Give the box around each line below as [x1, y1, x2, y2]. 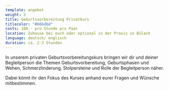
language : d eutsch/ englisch [5, 36, 67, 41]
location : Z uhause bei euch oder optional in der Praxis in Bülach [5, 31, 151, 36]
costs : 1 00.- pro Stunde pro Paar [5, 26, 78, 31]
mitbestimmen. [5, 80, 36, 86]
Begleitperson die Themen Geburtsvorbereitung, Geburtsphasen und [5, 59, 149, 66]
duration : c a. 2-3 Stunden [5, 40, 62, 46]
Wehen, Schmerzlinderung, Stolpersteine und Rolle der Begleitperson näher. [5, 65, 164, 71]
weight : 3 [5, 12, 26, 17]
